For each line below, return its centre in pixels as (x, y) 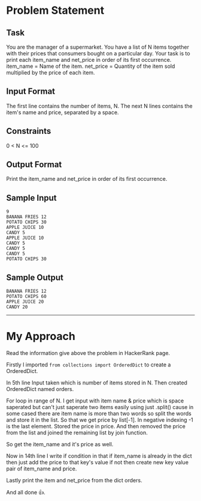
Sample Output (35, 277)
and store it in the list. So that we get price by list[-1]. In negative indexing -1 (100, 420)
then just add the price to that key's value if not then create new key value (98, 462)
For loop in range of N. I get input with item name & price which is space (95, 401)
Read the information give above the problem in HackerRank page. (88, 353)
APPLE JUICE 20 (25, 302)
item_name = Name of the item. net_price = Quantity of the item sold (91, 66)
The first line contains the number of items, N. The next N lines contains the (100, 106)
